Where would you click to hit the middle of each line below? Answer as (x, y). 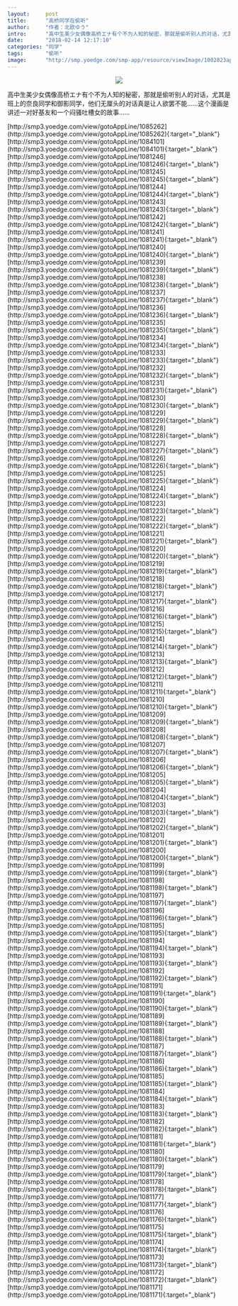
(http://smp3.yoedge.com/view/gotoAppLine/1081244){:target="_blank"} (113, 194)
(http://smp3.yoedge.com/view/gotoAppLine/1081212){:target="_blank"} (113, 676)
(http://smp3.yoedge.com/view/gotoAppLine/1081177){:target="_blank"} (112, 1204)
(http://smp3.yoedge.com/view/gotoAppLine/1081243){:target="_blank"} (113, 209)
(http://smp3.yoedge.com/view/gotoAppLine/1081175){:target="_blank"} (112, 1234)
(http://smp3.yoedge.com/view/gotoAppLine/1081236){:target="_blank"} (113, 315)
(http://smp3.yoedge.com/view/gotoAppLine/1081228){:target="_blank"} (113, 435)
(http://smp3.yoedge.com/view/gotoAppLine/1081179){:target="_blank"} (112, 1174)
